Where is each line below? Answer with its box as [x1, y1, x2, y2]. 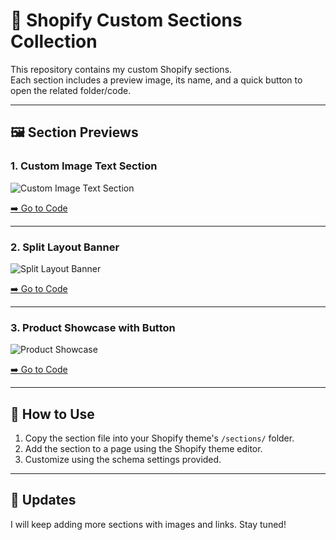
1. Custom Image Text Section [10, 159, 158, 173]
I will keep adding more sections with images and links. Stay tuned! [10, 518, 287, 530]
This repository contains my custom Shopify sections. [10, 63, 233, 75]
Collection [10, 30, 98, 53]
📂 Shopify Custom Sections [10, 9, 243, 32]
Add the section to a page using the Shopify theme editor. [24, 443, 263, 455]
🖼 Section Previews [10, 124, 139, 141]
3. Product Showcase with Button [10, 320, 176, 334]
